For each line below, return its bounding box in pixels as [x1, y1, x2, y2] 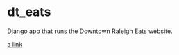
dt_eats [7, 4, 51, 20]
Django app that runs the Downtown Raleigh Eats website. [7, 27, 173, 35]
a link [7, 40, 23, 48]
